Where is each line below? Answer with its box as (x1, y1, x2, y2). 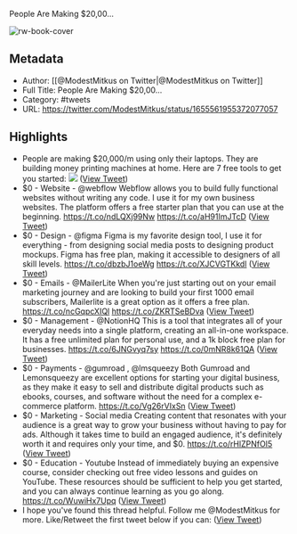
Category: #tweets (21, 94, 91, 104)
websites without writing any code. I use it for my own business (21, 192, 255, 202)
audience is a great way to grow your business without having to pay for (21, 419, 287, 430)
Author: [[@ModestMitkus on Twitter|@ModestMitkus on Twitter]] (21, 75, 264, 86)
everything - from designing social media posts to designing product (21, 239, 274, 250)
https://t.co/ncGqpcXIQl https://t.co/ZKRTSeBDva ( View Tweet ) (21, 306, 255, 316)
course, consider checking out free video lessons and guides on (21, 466, 258, 477)
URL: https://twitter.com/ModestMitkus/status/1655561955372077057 (21, 103, 278, 114)
